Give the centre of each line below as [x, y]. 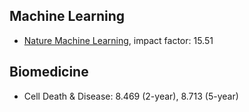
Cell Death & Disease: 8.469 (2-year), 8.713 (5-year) [131, 96]
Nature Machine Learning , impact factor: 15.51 [118, 40]
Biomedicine [49, 72]
